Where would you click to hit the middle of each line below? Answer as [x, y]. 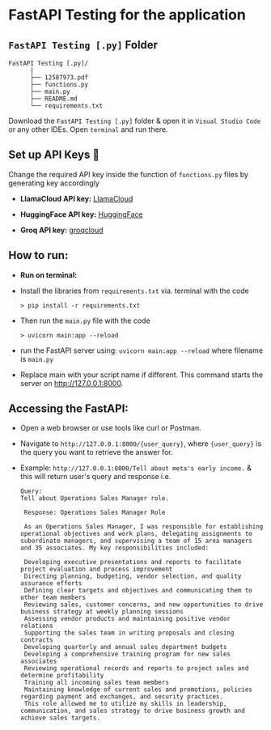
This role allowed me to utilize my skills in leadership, [125, 704]
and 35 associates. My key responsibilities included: [114, 548]
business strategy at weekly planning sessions [102, 612]
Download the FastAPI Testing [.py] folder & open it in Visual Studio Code [135, 121]
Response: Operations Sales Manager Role [95, 513]
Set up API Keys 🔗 [54, 155]
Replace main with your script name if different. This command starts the [142, 375]
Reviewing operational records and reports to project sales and [136, 668]
